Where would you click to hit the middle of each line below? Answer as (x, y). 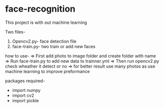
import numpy (26, 90)
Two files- (15, 32)
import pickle (25, 100)
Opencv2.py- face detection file (44, 41)
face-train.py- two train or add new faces (54, 46)
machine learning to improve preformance (47, 71)
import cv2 (23, 95)
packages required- (25, 81)
